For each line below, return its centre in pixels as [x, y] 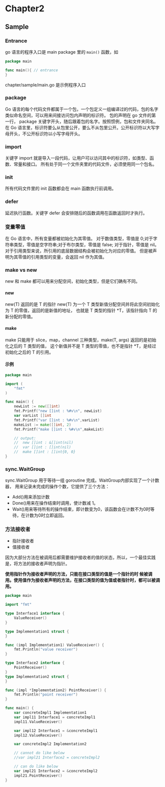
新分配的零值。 [20, 317]
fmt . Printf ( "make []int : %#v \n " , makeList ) [59, 429]
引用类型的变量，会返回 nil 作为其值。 [69, 257]
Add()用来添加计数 [31, 497]
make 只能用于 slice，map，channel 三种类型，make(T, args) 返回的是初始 [81, 340]
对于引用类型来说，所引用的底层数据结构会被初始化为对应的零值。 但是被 [79, 251]
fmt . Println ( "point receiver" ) [46, 695]
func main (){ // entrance [31, 70]
